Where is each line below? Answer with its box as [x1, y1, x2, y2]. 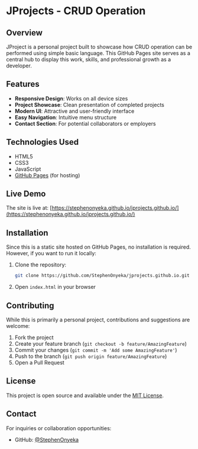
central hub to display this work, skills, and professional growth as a [6, 56, 171, 63]
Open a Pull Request [14, 359, 65, 366]
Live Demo [6, 189, 46, 199]
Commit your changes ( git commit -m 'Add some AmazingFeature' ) [14, 346, 177, 353]
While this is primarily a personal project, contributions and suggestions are [6, 316, 190, 323]
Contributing [6, 300, 54, 311]
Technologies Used [6, 137, 79, 147]
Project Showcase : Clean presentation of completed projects [14, 101, 164, 108]
